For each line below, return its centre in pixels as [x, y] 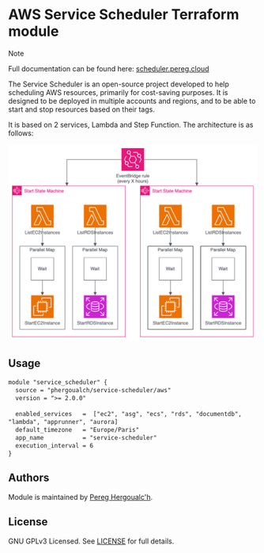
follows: [21, 133]
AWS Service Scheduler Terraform [124, 15]
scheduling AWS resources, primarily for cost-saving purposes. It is [118, 92]
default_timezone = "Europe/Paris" [77, 429]
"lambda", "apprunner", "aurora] [63, 421]
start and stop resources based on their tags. [82, 109]
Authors [29, 478]
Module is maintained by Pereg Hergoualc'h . [81, 497]
